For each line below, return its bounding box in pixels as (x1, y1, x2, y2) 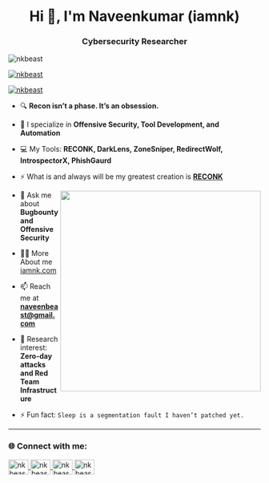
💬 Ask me (19, 190, 52, 200)
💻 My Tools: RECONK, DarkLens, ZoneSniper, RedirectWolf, (19, 144, 223, 154)
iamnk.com (19, 266, 57, 275)
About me (19, 257, 53, 267)
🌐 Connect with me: (8, 440, 88, 452)
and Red (19, 368, 48, 378)
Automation (19, 128, 61, 138)
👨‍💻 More (19, 249, 50, 258)
